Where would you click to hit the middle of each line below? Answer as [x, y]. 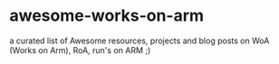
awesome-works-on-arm [107, 16]
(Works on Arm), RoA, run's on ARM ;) [80, 50]
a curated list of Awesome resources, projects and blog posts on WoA [139, 41]
